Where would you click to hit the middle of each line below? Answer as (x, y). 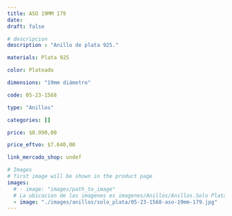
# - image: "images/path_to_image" (65, 189)
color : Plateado (30, 70)
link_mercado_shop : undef (44, 157)
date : (15, 20)
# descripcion (28, 39)
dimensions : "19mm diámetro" (49, 83)
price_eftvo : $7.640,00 (41, 145)
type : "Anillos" (30, 108)
